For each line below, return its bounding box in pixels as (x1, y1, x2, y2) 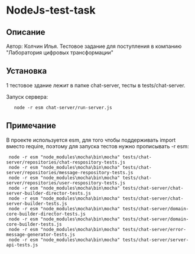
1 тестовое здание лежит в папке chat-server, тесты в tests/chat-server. (6, 82, 186, 89)
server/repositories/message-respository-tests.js (6, 170, 134, 175)
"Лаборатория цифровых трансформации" (6, 49, 113, 56)
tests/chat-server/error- (122, 226, 186, 232)
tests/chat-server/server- (122, 237, 189, 243)
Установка (6, 66, 47, 76)
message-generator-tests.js (6, 232, 76, 237)
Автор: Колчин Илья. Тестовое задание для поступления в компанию (6, 43, 182, 50)
